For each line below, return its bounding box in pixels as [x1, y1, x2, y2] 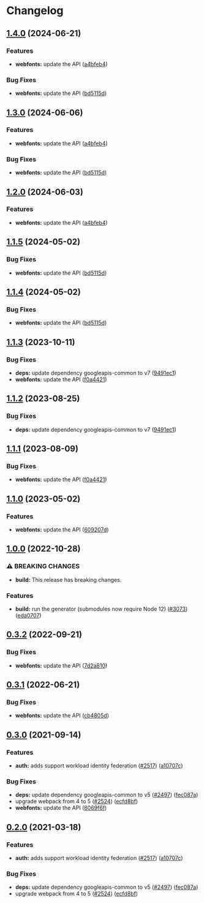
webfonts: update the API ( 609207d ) [15, 525, 109, 533]
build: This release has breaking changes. [15, 576, 122, 583]
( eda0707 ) [15, 611, 42, 619]
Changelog [6, 4, 64, 18]
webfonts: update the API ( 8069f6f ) [15, 804, 107, 812]
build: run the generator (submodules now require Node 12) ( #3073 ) [15, 605, 188, 612]
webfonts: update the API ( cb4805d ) [15, 712, 109, 719]
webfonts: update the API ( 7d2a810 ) [15, 661, 108, 669]
